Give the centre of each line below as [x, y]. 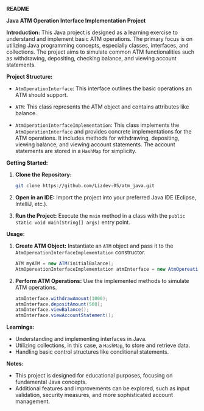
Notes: [15, 364]
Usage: [16, 234]
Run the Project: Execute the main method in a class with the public [100, 215]
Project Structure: [30, 77]
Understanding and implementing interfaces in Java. [81, 339]
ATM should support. [41, 95]
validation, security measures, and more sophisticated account [94, 395]
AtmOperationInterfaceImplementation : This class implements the [97, 125]
